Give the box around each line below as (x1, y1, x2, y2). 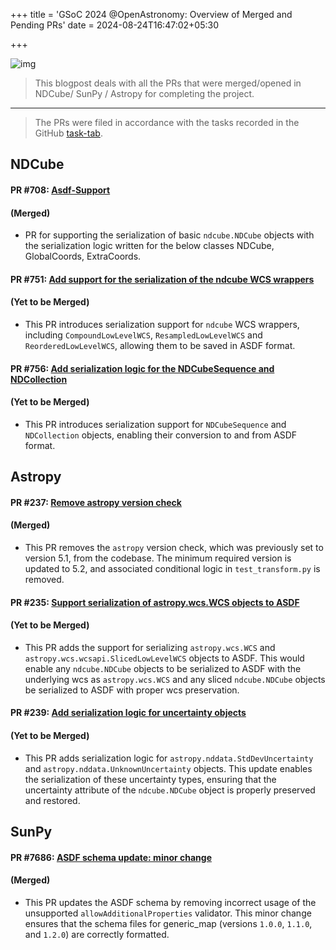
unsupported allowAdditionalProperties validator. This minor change (24, 907, 312, 919)
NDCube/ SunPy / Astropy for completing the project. (34, 88, 255, 99)
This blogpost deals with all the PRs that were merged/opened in (34, 77, 302, 89)
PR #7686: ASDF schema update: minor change (10, 851, 212, 863)
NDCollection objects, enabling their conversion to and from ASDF (24, 429, 298, 441)
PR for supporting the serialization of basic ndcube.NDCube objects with (24, 229, 315, 241)
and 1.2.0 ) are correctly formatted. (24, 928, 170, 940)
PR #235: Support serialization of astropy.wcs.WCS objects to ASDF (10, 596, 300, 608)
